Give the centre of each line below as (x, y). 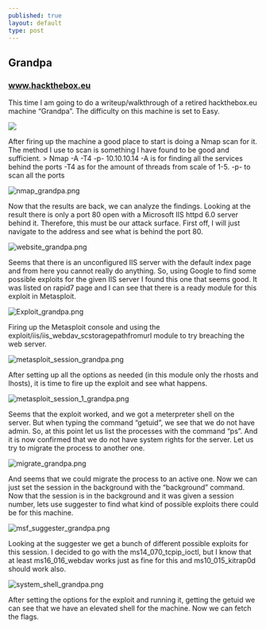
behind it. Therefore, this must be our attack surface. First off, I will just (124, 223)
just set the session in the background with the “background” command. (127, 487)
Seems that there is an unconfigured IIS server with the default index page (130, 263)
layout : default (35, 23)
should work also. (37, 569)
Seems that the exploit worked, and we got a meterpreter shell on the (121, 414)
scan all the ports (37, 175)
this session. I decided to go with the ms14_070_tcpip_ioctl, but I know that (130, 552)
